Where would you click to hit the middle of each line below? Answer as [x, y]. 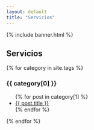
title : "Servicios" [31, 17]
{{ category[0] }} [32, 84]
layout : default [27, 12]
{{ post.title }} [32, 103]
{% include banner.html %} [40, 34]
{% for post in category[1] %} [52, 96]
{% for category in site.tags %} [45, 68]
